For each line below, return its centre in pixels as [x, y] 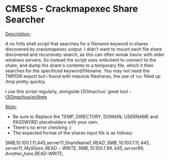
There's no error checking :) [42, 127]
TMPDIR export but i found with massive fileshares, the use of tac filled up [83, 76]
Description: [18, 34]
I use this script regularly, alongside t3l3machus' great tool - [68, 91]
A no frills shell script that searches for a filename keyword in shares [77, 43]
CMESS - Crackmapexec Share [72, 9]
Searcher [25, 20]
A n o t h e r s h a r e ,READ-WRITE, [35, 154]
